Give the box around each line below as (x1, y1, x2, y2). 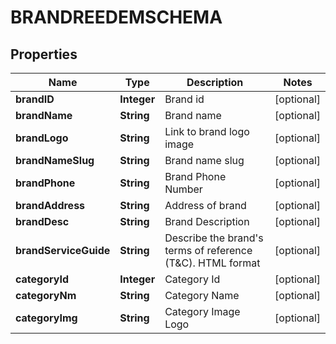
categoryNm (15, 289, 77, 302)
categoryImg (15, 311, 78, 325)
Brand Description (164, 215, 250, 228)
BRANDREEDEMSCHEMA (10, 6, 223, 29)
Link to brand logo (164, 125, 250, 138)
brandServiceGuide (15, 244, 111, 257)
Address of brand (164, 199, 247, 212)
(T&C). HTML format (164, 256, 261, 270)
